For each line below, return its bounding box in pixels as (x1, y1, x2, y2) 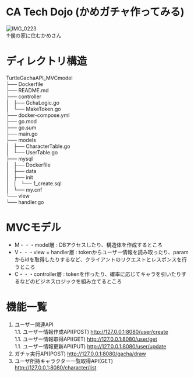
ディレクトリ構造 (6, 55, 87, 68)
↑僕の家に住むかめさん (6, 32, 62, 39)
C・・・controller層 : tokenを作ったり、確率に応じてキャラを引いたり (14, 270, 182, 278)
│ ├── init (6, 174, 33, 181)
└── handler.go (6, 198, 44, 205)
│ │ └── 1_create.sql (6, 179, 62, 187)
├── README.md (6, 87, 49, 94)
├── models (6, 136, 36, 143)
